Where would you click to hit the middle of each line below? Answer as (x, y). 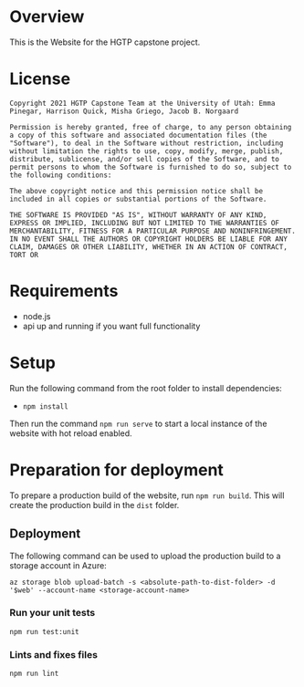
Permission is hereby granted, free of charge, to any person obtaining (151, 127)
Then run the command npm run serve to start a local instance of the (138, 423)
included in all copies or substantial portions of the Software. (138, 199)
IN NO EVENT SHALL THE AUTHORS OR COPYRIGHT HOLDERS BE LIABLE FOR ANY (148, 239)
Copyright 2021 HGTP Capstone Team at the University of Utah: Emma (142, 103)
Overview (47, 17)
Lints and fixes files (54, 654)
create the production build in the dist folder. (94, 505)
